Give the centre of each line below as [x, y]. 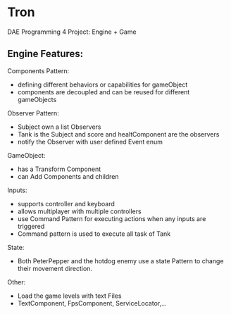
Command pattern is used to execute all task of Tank [94, 234]
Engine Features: [45, 54]
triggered [31, 226]
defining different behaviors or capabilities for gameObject [102, 84]
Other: [17, 282]
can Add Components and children [68, 176]
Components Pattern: [38, 70]
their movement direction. [55, 268]
